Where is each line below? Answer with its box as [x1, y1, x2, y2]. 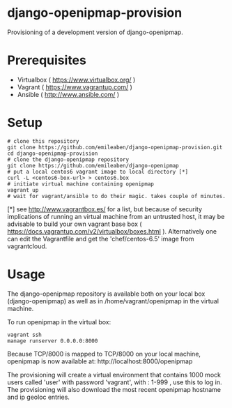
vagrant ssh [7, 331, 42, 338]
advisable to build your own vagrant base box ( [7, 220, 142, 228]
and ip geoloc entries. [7, 393, 70, 401]
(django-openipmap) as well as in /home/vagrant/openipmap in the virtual [7, 296, 219, 305]
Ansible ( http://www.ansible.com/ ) [17, 90, 120, 98]
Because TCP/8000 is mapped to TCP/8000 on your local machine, [7, 349, 201, 358]
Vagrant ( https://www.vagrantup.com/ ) [17, 82, 132, 91]
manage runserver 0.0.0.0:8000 [7, 337, 98, 345]
